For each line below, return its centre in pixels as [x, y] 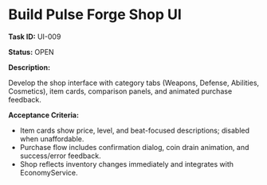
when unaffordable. [52, 139]
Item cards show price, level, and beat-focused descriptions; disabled [134, 130]
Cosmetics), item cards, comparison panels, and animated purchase [120, 91]
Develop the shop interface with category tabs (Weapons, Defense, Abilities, [134, 83]
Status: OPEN [31, 52]
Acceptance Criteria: [44, 115]
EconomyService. [49, 172]
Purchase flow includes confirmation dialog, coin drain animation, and [134, 147]
